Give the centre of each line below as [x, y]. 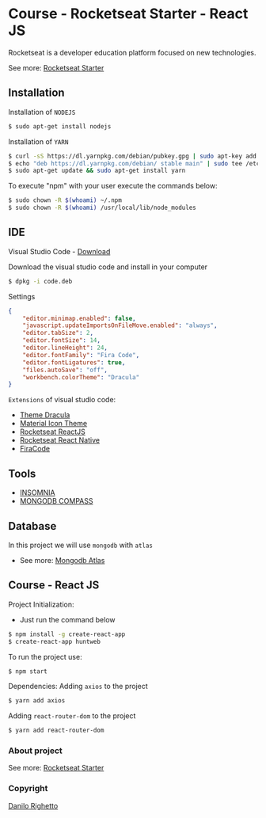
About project [36, 751]
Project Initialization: [41, 604]
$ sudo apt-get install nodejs [60, 126]
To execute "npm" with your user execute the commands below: [113, 186]
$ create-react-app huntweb [55, 641]
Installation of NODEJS [42, 112]
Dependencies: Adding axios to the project [78, 687]
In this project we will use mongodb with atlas [80, 545]
